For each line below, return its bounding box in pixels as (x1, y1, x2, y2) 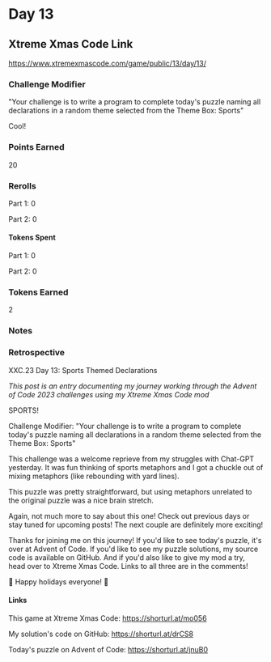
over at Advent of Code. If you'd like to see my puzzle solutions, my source (8, 544, 259, 554)
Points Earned (8, 142, 65, 153)
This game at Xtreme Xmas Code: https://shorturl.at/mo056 (8, 613, 208, 623)
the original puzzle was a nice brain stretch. (8, 495, 154, 505)
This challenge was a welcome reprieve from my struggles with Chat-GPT (8, 454, 255, 464)
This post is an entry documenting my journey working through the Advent (8, 381, 257, 391)
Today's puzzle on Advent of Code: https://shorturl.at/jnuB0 (8, 644, 209, 654)
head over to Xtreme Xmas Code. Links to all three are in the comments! (8, 561, 248, 571)
